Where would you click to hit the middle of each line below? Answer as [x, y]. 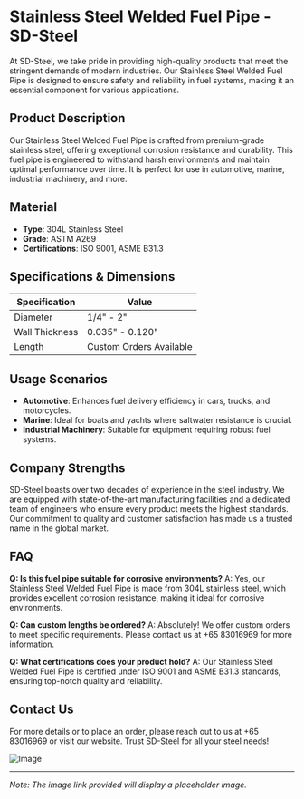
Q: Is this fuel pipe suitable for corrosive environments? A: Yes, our [138, 578]
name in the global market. [59, 528]
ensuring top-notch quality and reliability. [86, 680]
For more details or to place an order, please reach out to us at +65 [134, 731]
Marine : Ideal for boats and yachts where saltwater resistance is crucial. [157, 420]
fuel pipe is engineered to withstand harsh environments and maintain [139, 159]
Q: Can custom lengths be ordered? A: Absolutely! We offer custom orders [150, 625]
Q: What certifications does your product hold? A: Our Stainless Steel [141, 661]
